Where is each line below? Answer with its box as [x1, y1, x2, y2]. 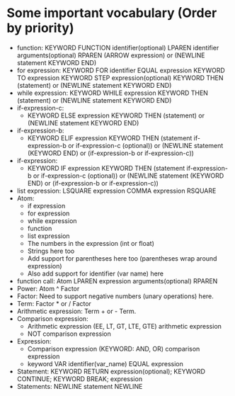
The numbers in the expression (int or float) [27, 239, 155, 247]
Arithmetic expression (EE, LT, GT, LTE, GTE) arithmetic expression [27, 322, 222, 330]
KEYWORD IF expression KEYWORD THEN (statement [27, 164, 185, 172]
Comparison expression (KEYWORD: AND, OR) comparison [27, 344, 200, 353]
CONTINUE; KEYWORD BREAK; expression [16, 374, 143, 383]
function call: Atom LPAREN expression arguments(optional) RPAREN [16, 276, 218, 285]
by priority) [6, 20, 74, 36]
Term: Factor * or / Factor [16, 299, 91, 307]
